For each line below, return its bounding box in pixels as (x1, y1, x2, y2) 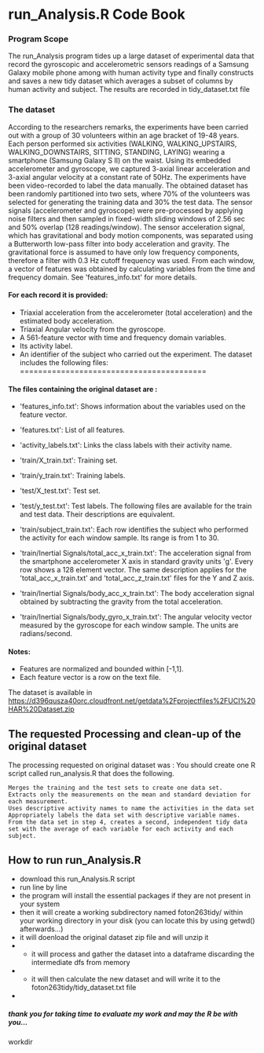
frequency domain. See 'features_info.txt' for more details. (8, 272, 198, 282)
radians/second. (19, 629, 73, 638)
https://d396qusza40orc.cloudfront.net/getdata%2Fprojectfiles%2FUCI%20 (8, 697, 256, 706)
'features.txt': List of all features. (19, 426, 126, 435)
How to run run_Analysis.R (8, 854, 141, 867)
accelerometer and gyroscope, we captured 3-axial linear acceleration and (8, 163, 251, 174)
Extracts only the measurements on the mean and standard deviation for (8, 791, 251, 799)
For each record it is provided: (8, 291, 108, 300)
